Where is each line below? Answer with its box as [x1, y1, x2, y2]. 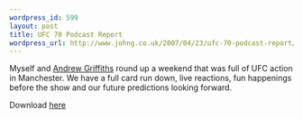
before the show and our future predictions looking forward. [9, 82, 233, 93]
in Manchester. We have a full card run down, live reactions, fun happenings [9, 73, 292, 84]
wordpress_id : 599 [9, 13, 78, 23]
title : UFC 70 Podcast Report [9, 30, 124, 39]
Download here [9, 100, 66, 111]
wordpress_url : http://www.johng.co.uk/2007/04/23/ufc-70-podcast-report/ [9, 38, 297, 48]
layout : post [9, 22, 59, 31]
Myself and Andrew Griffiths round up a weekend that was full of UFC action [9, 63, 293, 74]
